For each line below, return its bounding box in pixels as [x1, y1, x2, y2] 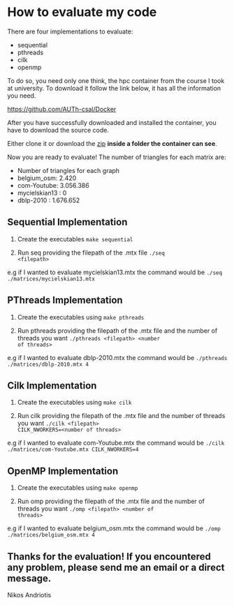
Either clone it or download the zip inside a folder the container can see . [7, 139, 218, 147]
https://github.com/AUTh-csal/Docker [7, 105, 117, 113]
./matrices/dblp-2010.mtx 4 [7, 361, 89, 368]
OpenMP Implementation [7, 465, 119, 477]
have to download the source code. [7, 126, 110, 134]
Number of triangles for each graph [17, 166, 120, 174]
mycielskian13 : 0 [17, 188, 67, 197]
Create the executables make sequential [17, 234, 133, 243]
